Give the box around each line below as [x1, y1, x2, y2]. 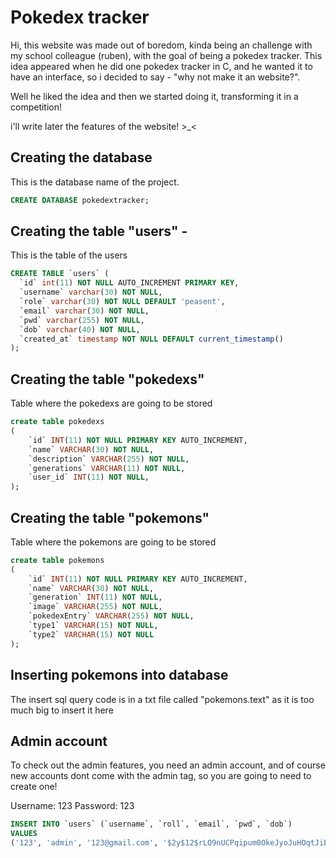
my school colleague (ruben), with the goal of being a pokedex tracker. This [10, 49, 323, 61]
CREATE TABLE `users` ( [10, 269, 110, 279]
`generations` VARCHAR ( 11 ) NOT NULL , [28, 463, 186, 473]
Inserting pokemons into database [10, 667, 229, 684]
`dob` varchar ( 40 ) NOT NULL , [19, 324, 141, 335]
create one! [10, 781, 58, 793]
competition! [10, 101, 63, 113]
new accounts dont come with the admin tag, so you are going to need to [10, 770, 312, 782]
